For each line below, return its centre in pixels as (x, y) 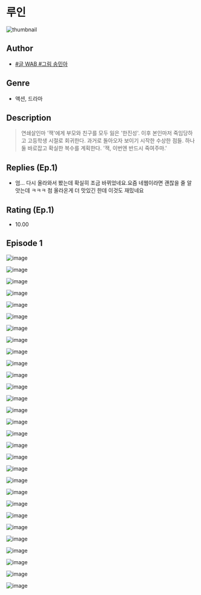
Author (20, 49)
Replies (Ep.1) (32, 168)
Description (29, 117)
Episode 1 (25, 243)
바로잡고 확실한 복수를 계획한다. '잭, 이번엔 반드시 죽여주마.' (97, 148)
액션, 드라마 (29, 98)
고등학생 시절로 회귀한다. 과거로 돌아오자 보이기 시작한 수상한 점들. (106, 141)
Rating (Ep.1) (30, 210)
